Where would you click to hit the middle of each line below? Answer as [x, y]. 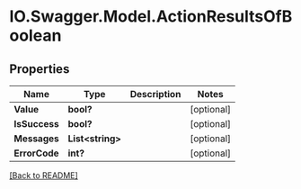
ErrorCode [37, 153]
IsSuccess [37, 124]
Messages [37, 139]
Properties [40, 69]
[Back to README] [44, 175]
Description [155, 94]
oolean [35, 36]
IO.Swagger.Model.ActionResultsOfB [151, 17]
